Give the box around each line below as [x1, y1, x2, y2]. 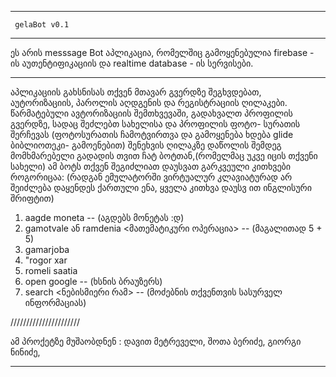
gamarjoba [24, 244, 70, 255]
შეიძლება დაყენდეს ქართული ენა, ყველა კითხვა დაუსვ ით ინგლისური [10, 182, 312, 193]
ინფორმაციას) [24, 297, 87, 308]
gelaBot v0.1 [14, 20, 70, 30]
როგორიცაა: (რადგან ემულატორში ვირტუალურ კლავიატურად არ [10, 171, 293, 183]
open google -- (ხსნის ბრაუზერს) [24, 276, 163, 287]
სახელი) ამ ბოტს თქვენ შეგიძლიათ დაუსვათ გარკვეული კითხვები [10, 161, 291, 172]
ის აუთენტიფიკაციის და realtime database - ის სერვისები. [10, 57, 254, 69]
